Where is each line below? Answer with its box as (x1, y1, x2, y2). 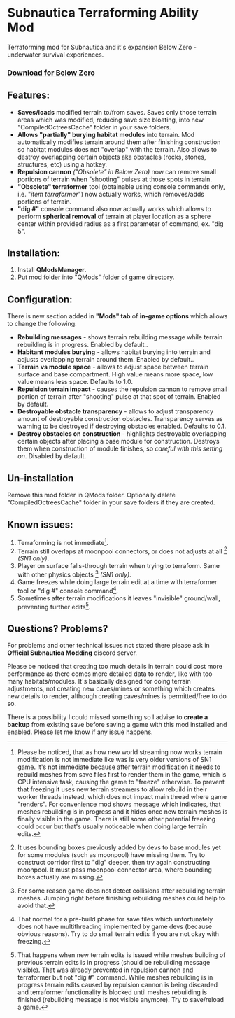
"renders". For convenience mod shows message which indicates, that (17, 800, 221, 809)
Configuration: (7, 293, 73, 305)
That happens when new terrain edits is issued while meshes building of (17, 951, 226, 959)
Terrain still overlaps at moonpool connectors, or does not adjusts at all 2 (17, 546, 227, 556)
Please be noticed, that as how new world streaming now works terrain (17, 748, 222, 756)
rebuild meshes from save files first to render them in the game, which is (17, 770, 227, 779)
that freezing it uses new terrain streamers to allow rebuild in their (17, 785, 208, 793)
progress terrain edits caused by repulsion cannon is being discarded (17, 981, 218, 989)
